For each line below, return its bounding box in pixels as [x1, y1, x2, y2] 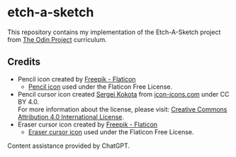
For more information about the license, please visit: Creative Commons [17, 104, 227, 114]
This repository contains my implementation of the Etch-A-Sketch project [7, 28, 221, 36]
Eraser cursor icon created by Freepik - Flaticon [17, 120, 158, 129]
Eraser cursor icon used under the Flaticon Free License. [28, 127, 194, 136]
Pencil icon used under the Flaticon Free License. [28, 82, 172, 91]
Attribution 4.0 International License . [17, 112, 125, 121]
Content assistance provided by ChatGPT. [7, 141, 130, 150]
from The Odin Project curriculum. [7, 35, 108, 43]
